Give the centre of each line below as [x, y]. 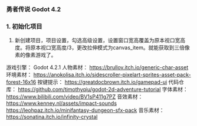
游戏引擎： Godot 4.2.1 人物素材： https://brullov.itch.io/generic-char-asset [97, 67]
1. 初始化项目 [24, 26]
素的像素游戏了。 [35, 55]
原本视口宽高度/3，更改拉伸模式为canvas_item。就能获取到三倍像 [110, 47]
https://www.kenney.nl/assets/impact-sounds [61, 103]
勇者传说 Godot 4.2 [34, 9]
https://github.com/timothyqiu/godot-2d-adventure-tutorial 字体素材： [103, 90]
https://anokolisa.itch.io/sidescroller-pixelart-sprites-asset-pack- [112, 75]
